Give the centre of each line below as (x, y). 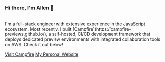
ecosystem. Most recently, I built (38, 29)
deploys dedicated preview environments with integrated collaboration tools (83, 39)
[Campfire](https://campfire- (102, 29)
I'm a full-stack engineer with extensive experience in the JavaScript (75, 24)
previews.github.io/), (26, 34)
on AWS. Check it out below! (34, 45)
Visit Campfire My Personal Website (42, 54)
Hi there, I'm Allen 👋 (29, 8)
